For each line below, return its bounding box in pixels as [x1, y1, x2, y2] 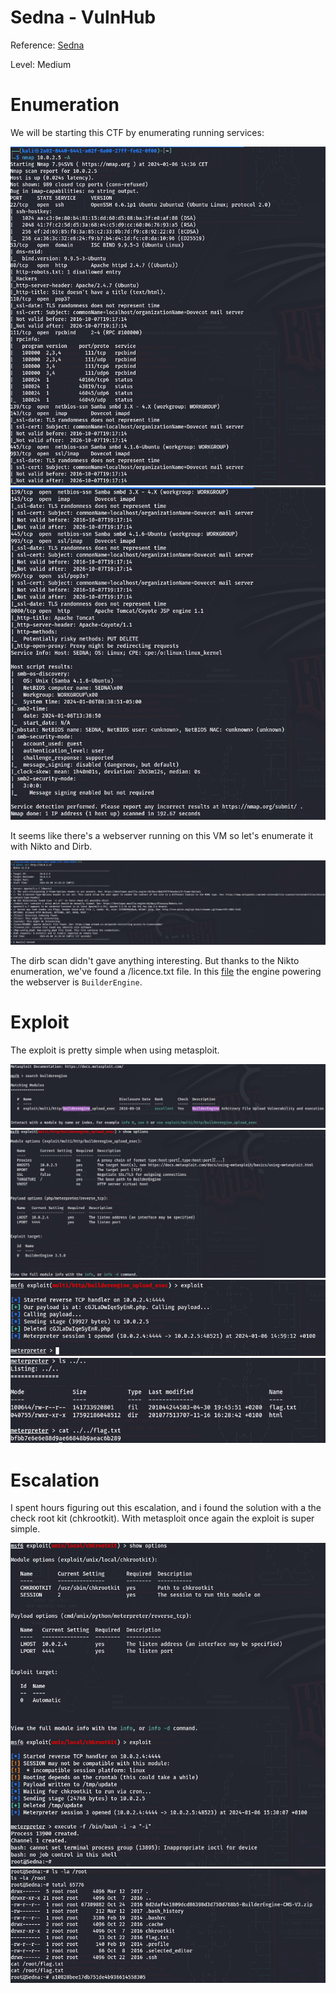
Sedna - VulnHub [10, 6, 157, 29]
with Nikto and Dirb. [10, 841, 93, 853]
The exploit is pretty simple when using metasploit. [10, 1044, 220, 1056]
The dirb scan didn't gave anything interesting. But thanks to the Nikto [10, 954, 300, 966]
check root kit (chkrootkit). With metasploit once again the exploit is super [10, 1512, 315, 1525]
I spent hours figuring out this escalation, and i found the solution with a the [10, 1502, 322, 1514]
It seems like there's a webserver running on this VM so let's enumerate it [10, 830, 314, 842]
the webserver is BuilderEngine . [10, 976, 143, 988]
